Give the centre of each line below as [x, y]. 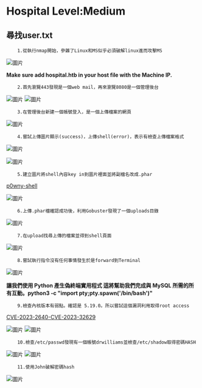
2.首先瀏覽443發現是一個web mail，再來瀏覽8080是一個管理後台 [88, 87]
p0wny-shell [22, 186]
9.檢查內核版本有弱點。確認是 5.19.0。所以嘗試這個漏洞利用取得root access [103, 306]
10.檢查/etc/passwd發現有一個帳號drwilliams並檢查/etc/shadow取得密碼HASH [107, 342]
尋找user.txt [30, 35]
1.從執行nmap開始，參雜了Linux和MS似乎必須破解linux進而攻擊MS [90, 51]
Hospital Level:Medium [66, 11]
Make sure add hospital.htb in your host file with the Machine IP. [89, 75]
